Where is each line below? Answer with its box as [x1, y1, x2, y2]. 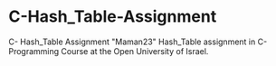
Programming [8, 45, 60, 56]
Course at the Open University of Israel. [61, 45, 209, 56]
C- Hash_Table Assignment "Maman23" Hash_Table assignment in [8, 36, 256, 47]
